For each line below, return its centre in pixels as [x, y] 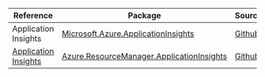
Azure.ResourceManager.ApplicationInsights [144, 56]
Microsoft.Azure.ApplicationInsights [128, 33]
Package [144, 15]
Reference [33, 15]
